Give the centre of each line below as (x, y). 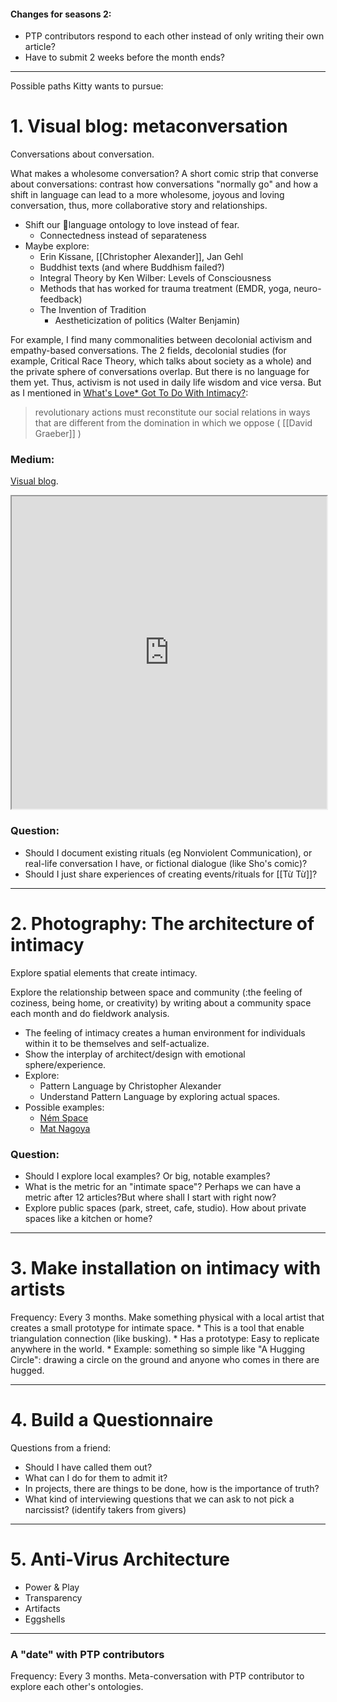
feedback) (61, 299)
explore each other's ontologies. (77, 1687)
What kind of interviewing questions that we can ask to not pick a (159, 1499)
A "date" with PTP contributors (87, 1654)
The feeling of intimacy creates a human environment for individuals (165, 1032)
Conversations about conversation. (82, 154)
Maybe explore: (57, 246)
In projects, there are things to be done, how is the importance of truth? (172, 1488)
